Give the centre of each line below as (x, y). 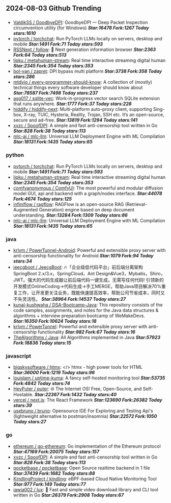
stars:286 (24, 77)
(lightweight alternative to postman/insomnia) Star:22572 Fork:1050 (85, 416)
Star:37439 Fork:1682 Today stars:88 (54, 473)
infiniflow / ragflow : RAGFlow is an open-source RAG (68, 204)
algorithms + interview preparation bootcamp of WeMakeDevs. (79, 316)
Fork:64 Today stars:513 (40, 55)
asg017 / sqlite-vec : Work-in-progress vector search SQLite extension (86, 99)
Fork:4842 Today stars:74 (41, 384)
